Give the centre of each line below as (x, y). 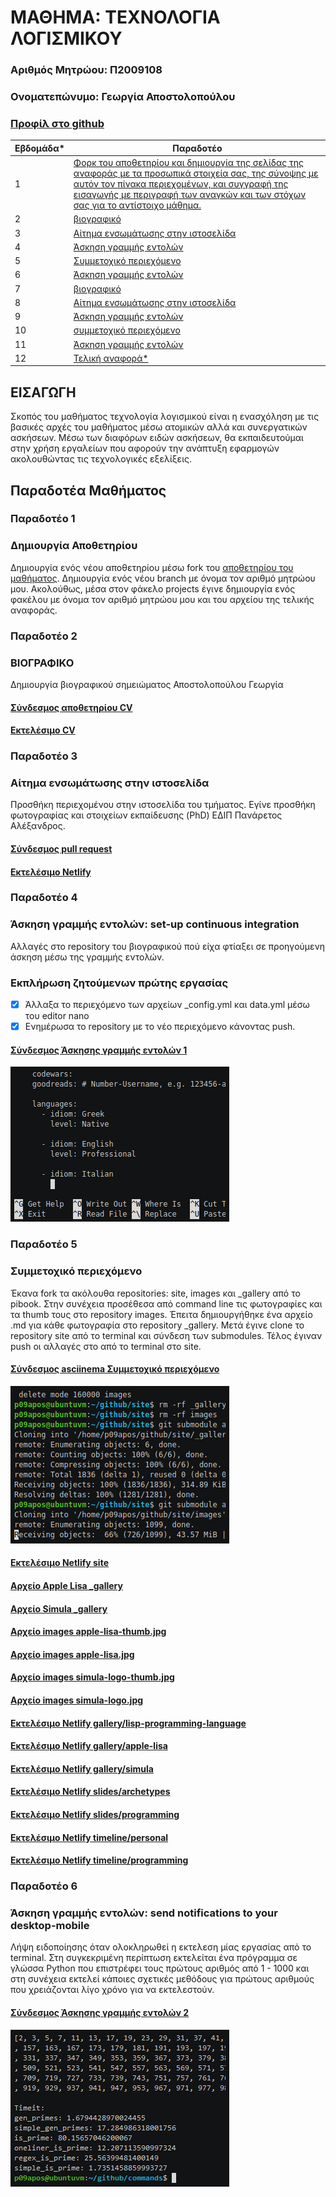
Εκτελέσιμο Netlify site (59, 1563)
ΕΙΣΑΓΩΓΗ (43, 392)
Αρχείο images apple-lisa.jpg (72, 1654)
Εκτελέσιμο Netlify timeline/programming (99, 1860)
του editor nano (57, 1016)
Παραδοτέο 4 (44, 898)
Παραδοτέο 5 (44, 1244)
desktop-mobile (50, 1925)
